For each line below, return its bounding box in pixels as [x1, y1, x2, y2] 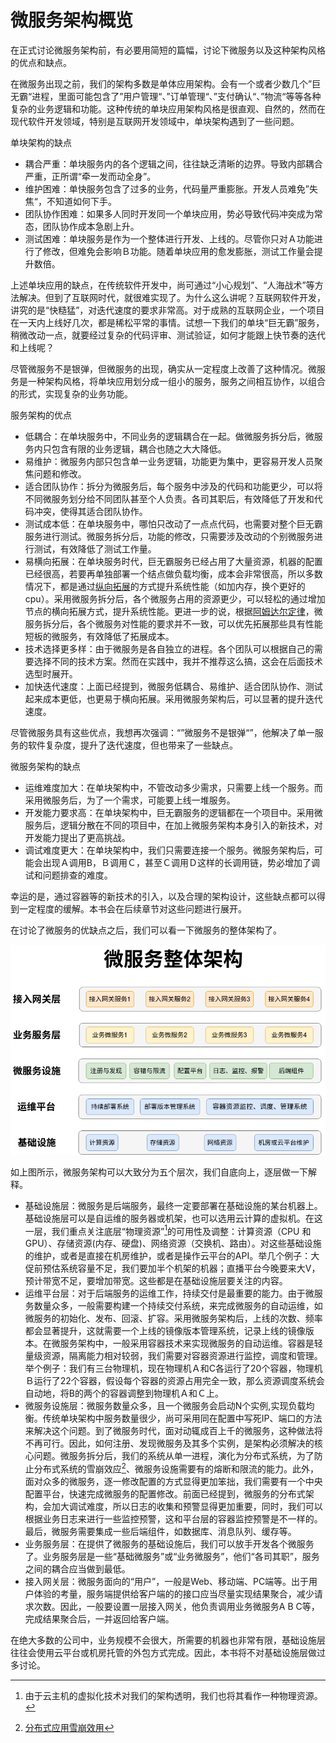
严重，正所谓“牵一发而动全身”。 [24, 170, 157, 182]
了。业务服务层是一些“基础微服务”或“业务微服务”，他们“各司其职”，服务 [24, 1551, 320, 1563]
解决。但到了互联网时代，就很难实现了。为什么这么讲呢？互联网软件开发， [18, 291, 326, 303]
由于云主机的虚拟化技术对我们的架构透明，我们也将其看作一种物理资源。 [24, 1690, 323, 1702]
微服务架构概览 [10, 9, 134, 32]
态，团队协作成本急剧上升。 [24, 220, 140, 232]
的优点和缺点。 [10, 56, 72, 68]
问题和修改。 [33, 467, 87, 480]
